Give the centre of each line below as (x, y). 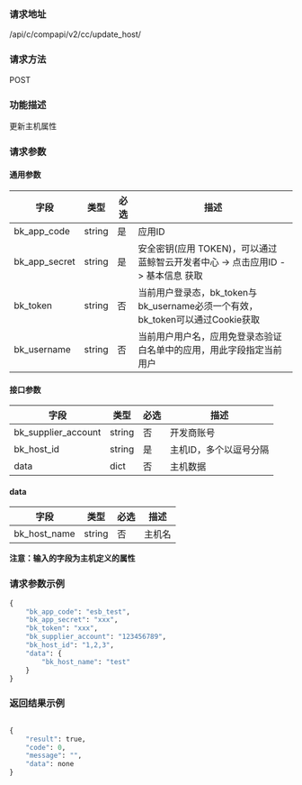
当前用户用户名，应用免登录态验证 (210, 337)
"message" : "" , (54, 756)
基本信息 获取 (174, 276)
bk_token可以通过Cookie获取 (199, 320)
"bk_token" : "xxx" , (62, 628)
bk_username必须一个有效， (198, 306)
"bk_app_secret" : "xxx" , (72, 620)
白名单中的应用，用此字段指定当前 (210, 351)
